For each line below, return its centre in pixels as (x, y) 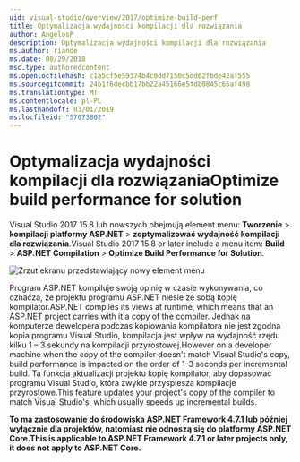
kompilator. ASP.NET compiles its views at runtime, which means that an (141, 307)
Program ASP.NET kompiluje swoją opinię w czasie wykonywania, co (136, 288)
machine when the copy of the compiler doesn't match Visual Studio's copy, (150, 355)
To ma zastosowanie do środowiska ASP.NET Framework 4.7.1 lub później (149, 419)
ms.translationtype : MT (54, 92)
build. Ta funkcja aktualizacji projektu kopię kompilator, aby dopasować (141, 373)
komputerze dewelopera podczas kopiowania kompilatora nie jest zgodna (145, 326)
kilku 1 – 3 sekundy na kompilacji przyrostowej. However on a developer (141, 345)
